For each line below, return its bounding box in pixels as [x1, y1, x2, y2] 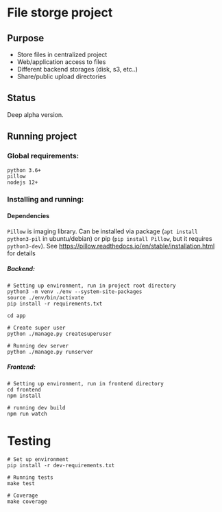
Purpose [7, 32, 45, 44]
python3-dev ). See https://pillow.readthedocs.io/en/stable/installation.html [7, 242, 215, 250]
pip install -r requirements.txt [7, 300, 103, 307]
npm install [7, 392, 41, 399]
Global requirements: [7, 151, 79, 161]
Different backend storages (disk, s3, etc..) [16, 65, 138, 73]
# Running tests [7, 473, 53, 481]
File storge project [7, 5, 113, 21]
